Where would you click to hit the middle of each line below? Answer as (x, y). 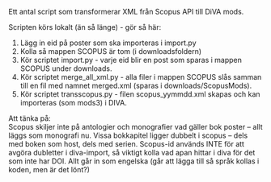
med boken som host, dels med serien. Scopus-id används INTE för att (127, 144)
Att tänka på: (30, 118)
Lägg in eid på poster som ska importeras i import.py (108, 43)
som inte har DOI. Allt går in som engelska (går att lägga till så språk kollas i (134, 161)
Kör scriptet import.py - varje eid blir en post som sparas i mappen (131, 60)
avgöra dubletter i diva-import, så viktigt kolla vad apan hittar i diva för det (132, 153)
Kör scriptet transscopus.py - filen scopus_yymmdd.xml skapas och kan (140, 94)
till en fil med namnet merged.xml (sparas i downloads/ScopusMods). (136, 85)
